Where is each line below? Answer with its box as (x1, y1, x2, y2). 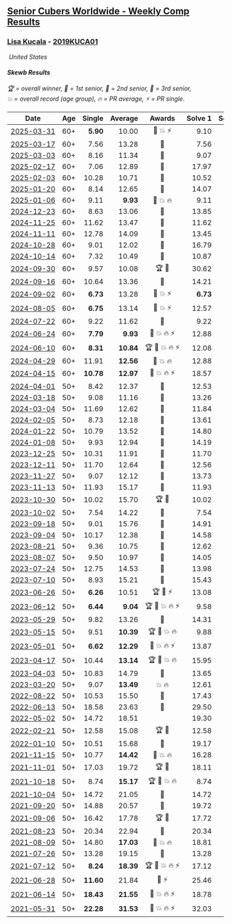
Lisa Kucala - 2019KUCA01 (7, 37, 98, 47)
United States (8, 52, 47, 61)
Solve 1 (186, 113, 212, 123)
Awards (149, 113, 175, 123)
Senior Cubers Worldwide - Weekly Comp (7, 6, 190, 17)
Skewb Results (7, 68, 50, 77)
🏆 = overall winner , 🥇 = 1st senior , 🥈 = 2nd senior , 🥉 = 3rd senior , (7, 84, 192, 92)
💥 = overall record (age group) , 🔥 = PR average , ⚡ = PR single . (7, 94, 185, 103)
